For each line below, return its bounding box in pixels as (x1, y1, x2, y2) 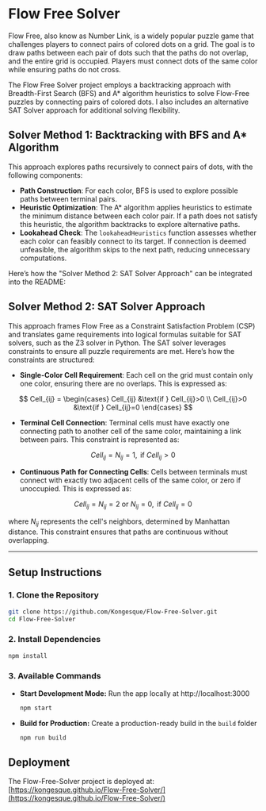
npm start (19, 704, 53, 712)
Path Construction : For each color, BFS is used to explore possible (19, 186, 239, 195)
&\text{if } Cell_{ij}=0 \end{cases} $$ (73, 402, 193, 412)
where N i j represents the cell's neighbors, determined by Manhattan (8, 517, 230, 528)
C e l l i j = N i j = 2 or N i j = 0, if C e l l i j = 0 (74, 499, 192, 511)
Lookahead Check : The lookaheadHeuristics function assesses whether (19, 228, 257, 237)
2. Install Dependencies (8, 634, 101, 645)
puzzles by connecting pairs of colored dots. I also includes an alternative (8, 97, 249, 106)
